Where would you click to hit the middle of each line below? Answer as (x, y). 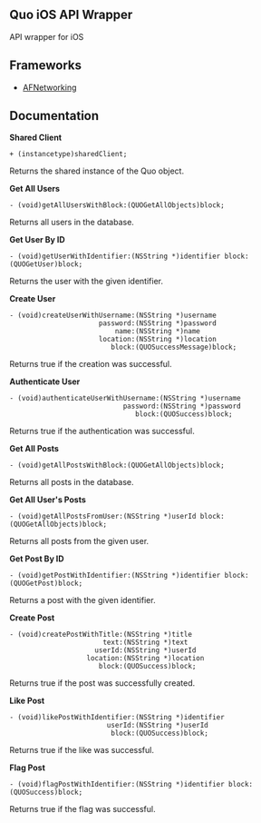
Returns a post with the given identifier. (82, 600)
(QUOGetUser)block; (46, 264)
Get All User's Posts (48, 500)
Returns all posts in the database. (72, 482)
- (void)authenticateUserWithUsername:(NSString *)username (126, 399)
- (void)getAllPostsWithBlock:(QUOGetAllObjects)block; (117, 466)
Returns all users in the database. (72, 223)
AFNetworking (49, 87)
